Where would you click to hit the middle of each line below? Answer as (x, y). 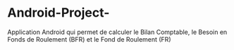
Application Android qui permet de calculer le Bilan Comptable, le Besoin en (117, 32)
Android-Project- (58, 13)
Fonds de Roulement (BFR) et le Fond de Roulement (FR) (89, 39)
